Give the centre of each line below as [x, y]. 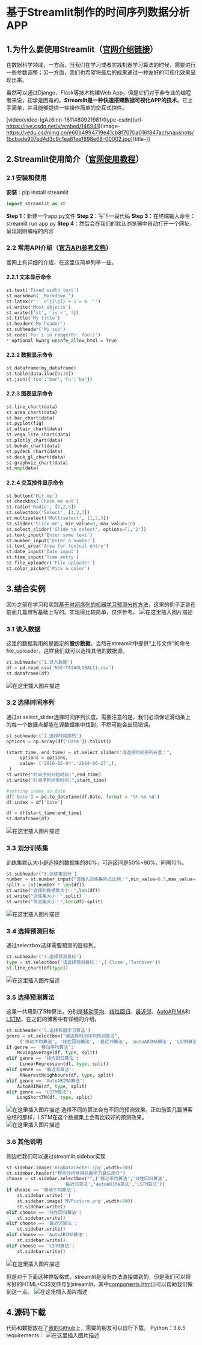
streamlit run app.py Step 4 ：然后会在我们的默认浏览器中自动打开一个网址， [101, 223]
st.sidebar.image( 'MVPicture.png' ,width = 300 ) [75, 1201]
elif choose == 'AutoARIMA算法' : [47, 1235]
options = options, [44, 758]
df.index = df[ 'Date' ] [35, 802]
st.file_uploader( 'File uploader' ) [51, 563]
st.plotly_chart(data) [35, 441]
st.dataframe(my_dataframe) [41, 368]
